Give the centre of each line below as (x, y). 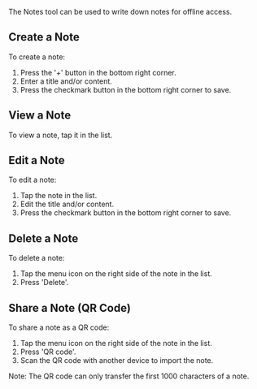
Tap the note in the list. (59, 196)
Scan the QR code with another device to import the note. (117, 361)
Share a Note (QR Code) (70, 308)
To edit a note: (33, 180)
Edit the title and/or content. (67, 204)
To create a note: (37, 57)
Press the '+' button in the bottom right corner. (98, 72)
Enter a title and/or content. (66, 81)
